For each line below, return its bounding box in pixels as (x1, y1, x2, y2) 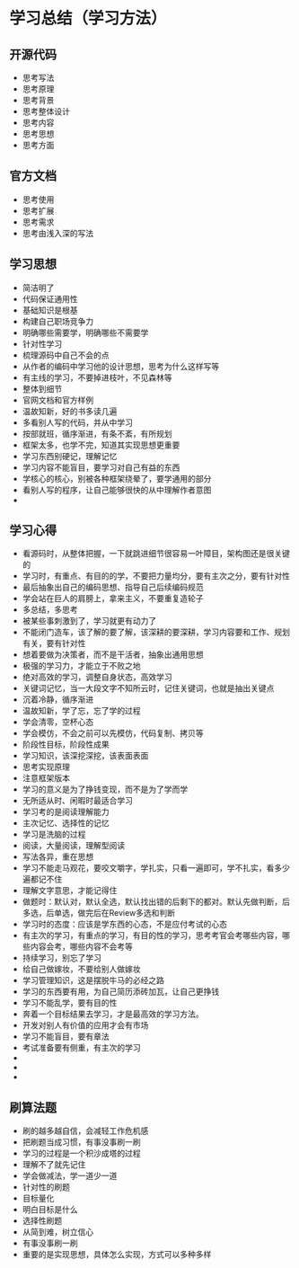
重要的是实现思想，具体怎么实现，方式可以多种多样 (22, 1249, 212, 1260)
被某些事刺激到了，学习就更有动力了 (22, 616, 157, 626)
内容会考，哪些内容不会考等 (30, 941, 133, 953)
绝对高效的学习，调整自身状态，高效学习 (22, 671, 172, 683)
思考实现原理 (22, 761, 70, 773)
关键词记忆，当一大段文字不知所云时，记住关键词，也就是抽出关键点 (22, 683, 275, 694)
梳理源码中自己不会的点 (22, 350, 110, 360)
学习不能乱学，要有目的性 (22, 998, 118, 1008)
